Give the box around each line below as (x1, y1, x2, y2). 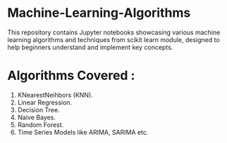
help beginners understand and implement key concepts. (7, 43, 173, 51)
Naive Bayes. (17, 113, 56, 121)
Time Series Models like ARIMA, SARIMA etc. (17, 128, 149, 136)
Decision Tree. (17, 105, 60, 114)
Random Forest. (17, 121, 64, 129)
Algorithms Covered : (7, 68, 135, 83)
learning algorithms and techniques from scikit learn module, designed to (7, 35, 220, 43)
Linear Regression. (17, 98, 73, 107)
